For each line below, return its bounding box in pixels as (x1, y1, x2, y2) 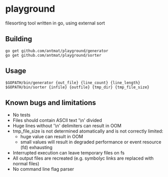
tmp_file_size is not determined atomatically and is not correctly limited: (12, 128, 163, 134)
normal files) (12, 161, 40, 167)
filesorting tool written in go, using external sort (5, 20, 105, 26)
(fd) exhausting (20, 144, 53, 150)
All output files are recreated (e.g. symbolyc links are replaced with (12, 155, 154, 161)
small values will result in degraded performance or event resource (20, 139, 162, 145)
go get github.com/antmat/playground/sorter (5, 53, 102, 58)
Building (5, 35, 32, 43)
